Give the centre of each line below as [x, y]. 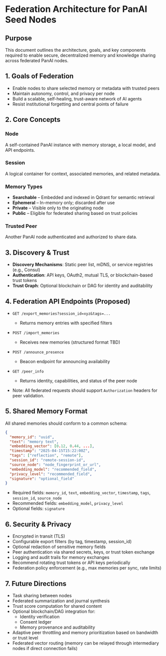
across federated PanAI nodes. [37, 60]
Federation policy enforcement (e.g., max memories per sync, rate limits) [87, 568]
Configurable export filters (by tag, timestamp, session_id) [72, 542]
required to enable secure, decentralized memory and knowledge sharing [80, 55]
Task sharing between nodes [42, 595]
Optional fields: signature [39, 509]
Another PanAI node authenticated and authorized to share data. [71, 237]
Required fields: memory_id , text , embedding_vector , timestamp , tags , [81, 493]
